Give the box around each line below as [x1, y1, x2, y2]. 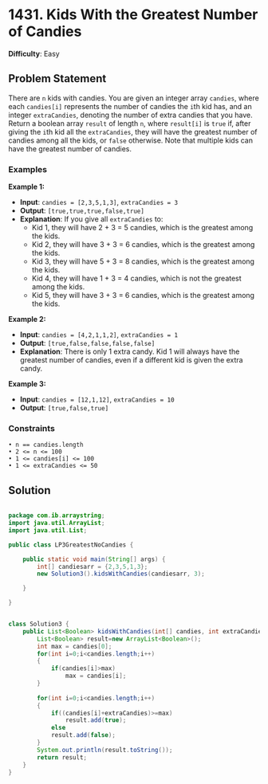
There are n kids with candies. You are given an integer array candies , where [8, 93, 259, 103]
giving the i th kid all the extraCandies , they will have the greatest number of [8, 127, 258, 136]
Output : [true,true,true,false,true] [19, 206, 145, 216]
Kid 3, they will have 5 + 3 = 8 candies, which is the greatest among [31, 257, 255, 266]
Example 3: [8, 379, 46, 389]
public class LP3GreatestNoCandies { [8, 540, 134, 549]
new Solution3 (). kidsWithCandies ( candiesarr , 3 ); [37, 570, 205, 578]
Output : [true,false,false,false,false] [19, 339, 156, 348]
